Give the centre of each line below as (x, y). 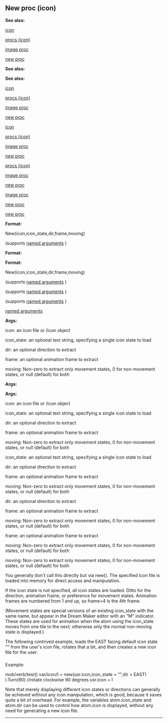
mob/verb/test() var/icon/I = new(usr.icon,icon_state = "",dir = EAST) (76, 674)
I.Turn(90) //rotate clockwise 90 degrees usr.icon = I (59, 679)
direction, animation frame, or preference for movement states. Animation (81, 595)
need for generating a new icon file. (42, 710)
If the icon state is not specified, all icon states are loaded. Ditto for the (78, 590)
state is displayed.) (24, 631)
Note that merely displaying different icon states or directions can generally (83, 689)
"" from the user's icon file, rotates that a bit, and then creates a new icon (81, 646)
